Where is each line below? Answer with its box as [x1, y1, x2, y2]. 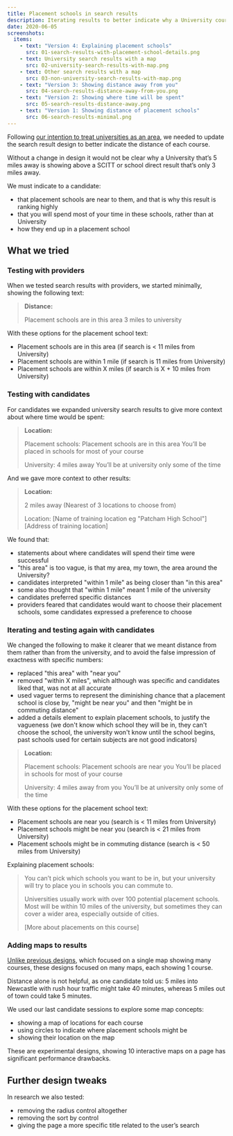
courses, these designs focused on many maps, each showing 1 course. [7, 964, 214, 972]
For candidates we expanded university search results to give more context [7, 405, 223, 413]
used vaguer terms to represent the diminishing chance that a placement [17, 691, 225, 699]
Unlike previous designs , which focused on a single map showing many [7, 956, 212, 964]
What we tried [7, 245, 69, 257]
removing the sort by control [17, 1114, 99, 1122]
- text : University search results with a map [19, 56, 157, 63]
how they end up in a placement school [17, 224, 130, 233]
